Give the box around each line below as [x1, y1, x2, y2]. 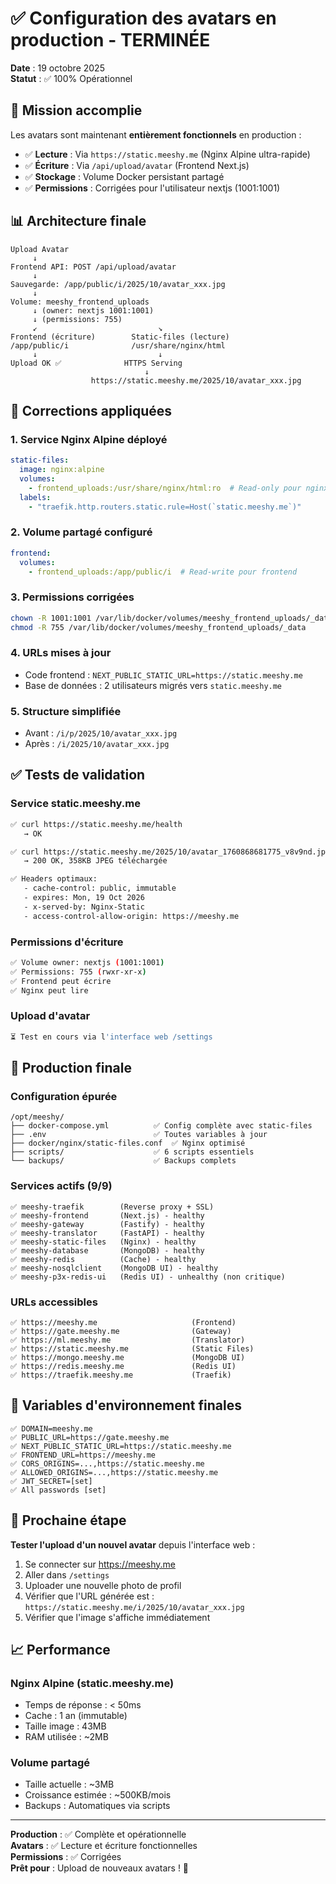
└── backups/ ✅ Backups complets [10, 1156, 237, 1166]
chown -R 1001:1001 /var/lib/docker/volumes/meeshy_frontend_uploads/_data [10, 613, 333, 623]
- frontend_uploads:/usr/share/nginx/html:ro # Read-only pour [28, 483, 302, 493]
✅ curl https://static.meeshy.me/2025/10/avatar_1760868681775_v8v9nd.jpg [10, 847, 331, 857]
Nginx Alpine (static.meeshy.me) [10, 1676, 175, 1690]
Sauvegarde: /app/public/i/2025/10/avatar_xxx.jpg [10, 279, 226, 289]
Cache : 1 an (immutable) [24, 1710, 128, 1722]
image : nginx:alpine [19, 465, 105, 475]
